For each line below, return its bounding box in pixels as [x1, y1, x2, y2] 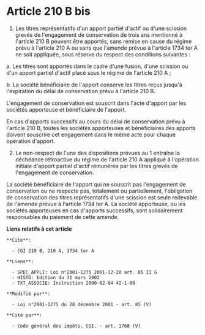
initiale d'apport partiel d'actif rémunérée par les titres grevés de [15, 162, 179, 169]
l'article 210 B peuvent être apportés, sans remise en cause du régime [15, 37, 192, 45]
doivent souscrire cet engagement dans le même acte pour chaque [6, 131, 176, 138]
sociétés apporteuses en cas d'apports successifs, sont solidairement [6, 207, 183, 214]
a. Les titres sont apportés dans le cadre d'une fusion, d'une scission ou [6, 63, 188, 70]
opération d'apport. [6, 137, 56, 145]
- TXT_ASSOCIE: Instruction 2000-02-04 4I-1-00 [12, 280, 136, 286]
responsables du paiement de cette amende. [6, 213, 119, 220]
